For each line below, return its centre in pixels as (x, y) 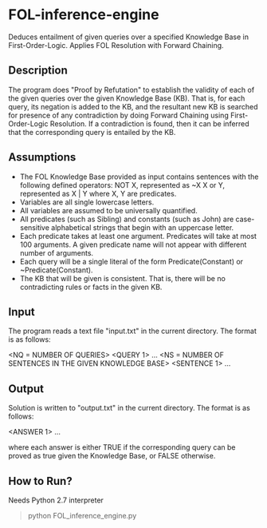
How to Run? (41, 481)
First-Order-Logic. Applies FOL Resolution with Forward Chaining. (116, 45)
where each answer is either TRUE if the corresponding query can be (122, 447)
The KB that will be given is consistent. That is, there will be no (122, 278)
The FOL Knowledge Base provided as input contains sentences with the (139, 177)
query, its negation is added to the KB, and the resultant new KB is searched (133, 106)
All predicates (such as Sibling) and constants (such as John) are (127, 219)
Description (38, 71)
